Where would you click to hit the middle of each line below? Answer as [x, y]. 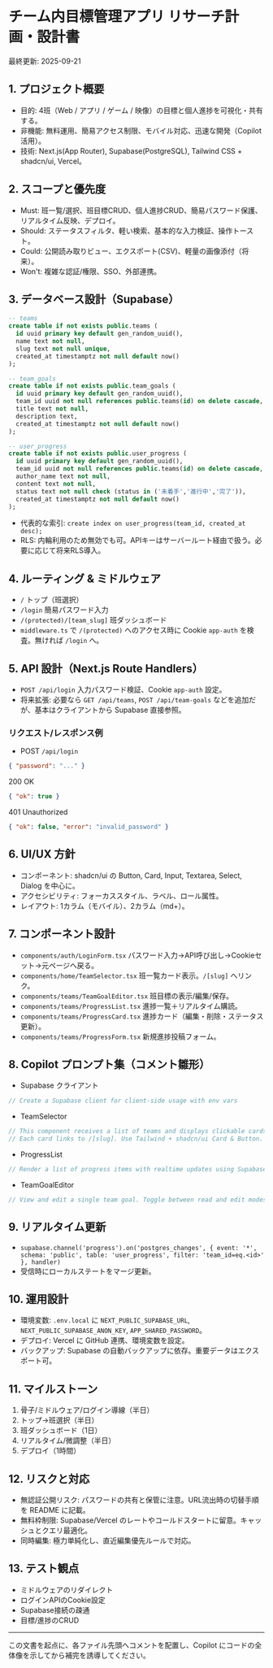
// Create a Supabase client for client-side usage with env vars [123, 1101]
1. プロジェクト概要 [56, 89]
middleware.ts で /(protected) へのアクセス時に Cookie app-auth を [134, 630]
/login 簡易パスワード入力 [64, 610]
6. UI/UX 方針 [42, 854]
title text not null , [52, 409]
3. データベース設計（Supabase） [94, 299]
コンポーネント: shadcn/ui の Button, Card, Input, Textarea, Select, [131, 875]
